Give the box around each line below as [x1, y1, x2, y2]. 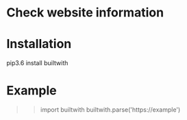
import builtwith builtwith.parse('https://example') [40, 106, 181, 114]
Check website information [6, 5, 164, 21]
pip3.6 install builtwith [6, 59, 68, 67]
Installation [6, 36, 72, 52]
